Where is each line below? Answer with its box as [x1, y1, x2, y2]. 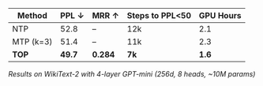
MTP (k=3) [12, 36, 53, 47]
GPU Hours [198, 10, 242, 21]
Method [17, 10, 47, 21]
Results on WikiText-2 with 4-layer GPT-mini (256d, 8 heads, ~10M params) [8, 69, 256, 78]
